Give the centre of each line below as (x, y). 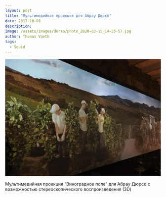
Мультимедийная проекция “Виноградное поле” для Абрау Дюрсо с (78, 184)
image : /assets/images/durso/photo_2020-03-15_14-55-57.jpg (68, 31)
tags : (11, 42)
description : (19, 26)
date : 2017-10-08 (23, 21)
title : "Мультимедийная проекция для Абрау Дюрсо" (58, 16)
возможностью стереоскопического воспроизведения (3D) (68, 189)
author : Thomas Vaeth (27, 37)
